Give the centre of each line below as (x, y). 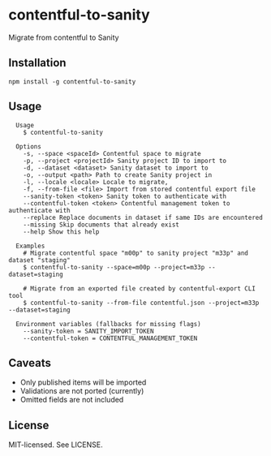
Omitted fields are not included (72, 400)
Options (29, 146)
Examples (30, 246)
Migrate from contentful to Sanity (64, 37)
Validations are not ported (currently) (82, 391)
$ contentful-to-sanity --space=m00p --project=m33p (114, 267)
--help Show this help (61, 232)
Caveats (30, 363)
